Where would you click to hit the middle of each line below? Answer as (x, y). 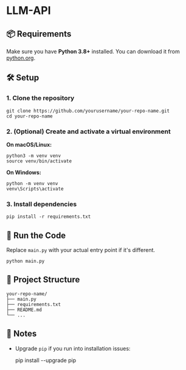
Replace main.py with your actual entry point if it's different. (81, 250)
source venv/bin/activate (39, 161)
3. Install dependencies (42, 204)
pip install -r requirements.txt (49, 217)
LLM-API (29, 11)
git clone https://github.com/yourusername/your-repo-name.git (88, 111)
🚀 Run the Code (36, 235)
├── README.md (24, 310)
